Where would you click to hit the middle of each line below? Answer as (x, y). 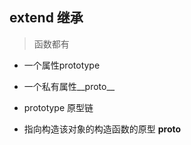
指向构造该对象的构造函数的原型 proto (102, 129)
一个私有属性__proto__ (69, 86)
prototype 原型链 (58, 107)
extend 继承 (46, 18)
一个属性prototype (62, 65)
